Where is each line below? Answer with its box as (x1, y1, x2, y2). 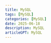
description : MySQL (5, 26, 45, 31)
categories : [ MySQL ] (5, 16, 47, 21)
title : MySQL (5, 7, 32, 12)
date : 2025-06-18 (5, 21, 40, 26)
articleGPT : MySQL (5, 30, 42, 35)
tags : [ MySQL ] (5, 12, 34, 17)
